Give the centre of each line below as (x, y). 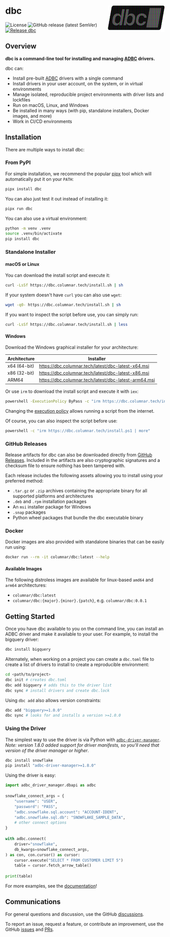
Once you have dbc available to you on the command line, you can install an (84, 629)
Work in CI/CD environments (42, 121)
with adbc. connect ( (26, 839)
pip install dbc (22, 239)
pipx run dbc (19, 209)
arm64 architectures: (26, 585)
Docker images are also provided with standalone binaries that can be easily (85, 542)
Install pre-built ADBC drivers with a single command (68, 78)
